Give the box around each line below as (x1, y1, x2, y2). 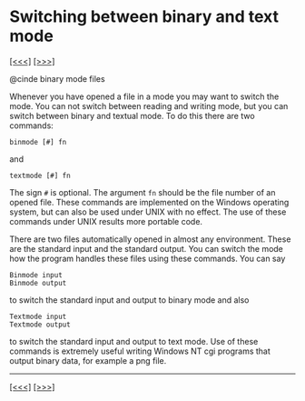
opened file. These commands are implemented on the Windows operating (9, 196, 290, 207)
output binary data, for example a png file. (9, 355, 167, 366)
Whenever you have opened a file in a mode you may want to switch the (9, 91, 280, 102)
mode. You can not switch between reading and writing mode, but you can (9, 100, 289, 111)
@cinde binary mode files (9, 73, 106, 84)
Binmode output (9, 278, 67, 287)
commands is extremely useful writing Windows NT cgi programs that (9, 346, 271, 356)
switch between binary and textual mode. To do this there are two (9, 110, 256, 121)
